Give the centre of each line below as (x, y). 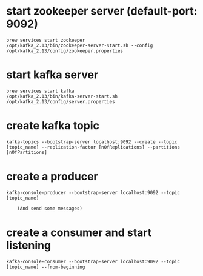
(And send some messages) (50, 208)
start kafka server (52, 75)
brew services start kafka (40, 91)
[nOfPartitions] (27, 152)
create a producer (52, 177)
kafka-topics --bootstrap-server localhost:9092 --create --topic (92, 142)
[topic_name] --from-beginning (46, 267)
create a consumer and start (79, 232)
